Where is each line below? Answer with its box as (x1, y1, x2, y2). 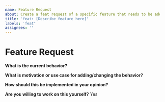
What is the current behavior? (5, 63, 67, 69)
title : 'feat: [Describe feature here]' (5, 16, 89, 21)
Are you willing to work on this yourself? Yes (5, 91, 98, 97)
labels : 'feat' (5, 21, 36, 26)
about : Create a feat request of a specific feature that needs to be (5, 12, 153, 17)
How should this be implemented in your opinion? (5, 82, 109, 88)
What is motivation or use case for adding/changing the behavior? (5, 72, 143, 78)
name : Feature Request (5, 7, 52, 12)
